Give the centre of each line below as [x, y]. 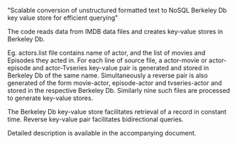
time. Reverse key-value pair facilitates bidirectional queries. [95, 119]
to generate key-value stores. [50, 98]
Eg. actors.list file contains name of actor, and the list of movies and [106, 53]
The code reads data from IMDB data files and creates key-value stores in [115, 32]
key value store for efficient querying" [63, 18]
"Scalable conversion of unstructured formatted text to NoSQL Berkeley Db [117, 10]
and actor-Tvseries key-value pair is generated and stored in [121, 68]
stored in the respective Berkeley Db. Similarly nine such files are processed [119, 90]
